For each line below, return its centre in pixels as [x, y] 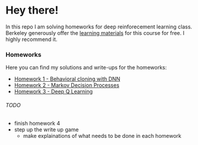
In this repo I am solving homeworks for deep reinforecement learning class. [99, 27]
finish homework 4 [37, 123]
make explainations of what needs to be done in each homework [102, 136]
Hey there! [32, 10]
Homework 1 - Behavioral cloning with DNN [67, 79]
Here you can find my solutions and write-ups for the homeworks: [86, 67]
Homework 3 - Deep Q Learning [54, 92]
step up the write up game [46, 130]
